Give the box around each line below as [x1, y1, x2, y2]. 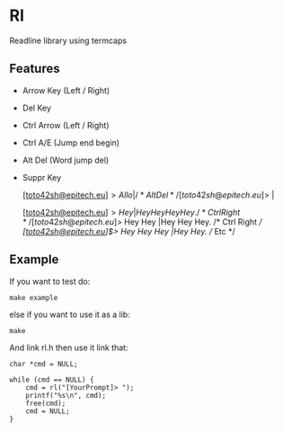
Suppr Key [22, 172, 62, 182]
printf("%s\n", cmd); [25, 391, 106, 400]
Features [9, 61, 60, 76]
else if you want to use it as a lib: [9, 309, 130, 320]
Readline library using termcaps [9, 35, 128, 46]
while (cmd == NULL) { [9, 375, 94, 384]
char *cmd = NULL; [9, 359, 78, 368]
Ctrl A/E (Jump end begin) [22, 137, 119, 148]
